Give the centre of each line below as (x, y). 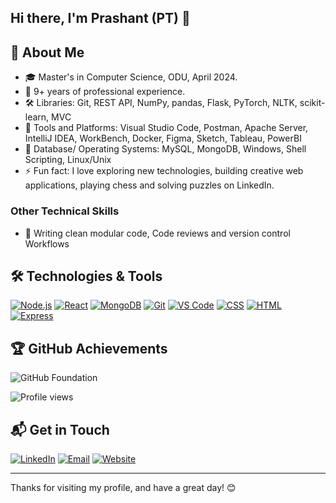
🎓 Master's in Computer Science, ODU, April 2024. (131, 77)
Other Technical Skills (65, 211)
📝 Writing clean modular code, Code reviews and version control (157, 233)
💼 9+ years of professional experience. (105, 92)
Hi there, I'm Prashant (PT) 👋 (100, 18)
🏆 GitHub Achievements (89, 348)
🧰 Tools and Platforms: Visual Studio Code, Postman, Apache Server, (166, 128)
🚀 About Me (47, 52)
